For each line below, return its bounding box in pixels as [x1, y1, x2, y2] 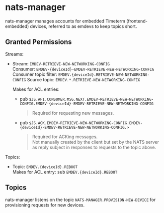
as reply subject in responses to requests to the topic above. [32, 144, 157, 150]
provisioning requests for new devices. [5, 202, 85, 208]
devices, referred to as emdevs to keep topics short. [30, 23, 137, 29]
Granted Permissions [5, 38, 72, 46]
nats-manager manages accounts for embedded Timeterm [5, 18, 126, 24]
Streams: [5, 51, 24, 57]
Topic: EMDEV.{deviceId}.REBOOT [12, 164, 78, 170]
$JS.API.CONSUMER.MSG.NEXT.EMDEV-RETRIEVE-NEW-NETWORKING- [29, 97, 154, 102]
